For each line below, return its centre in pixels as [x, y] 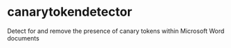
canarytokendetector [70, 12]
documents [23, 38]
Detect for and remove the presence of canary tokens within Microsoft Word [116, 31]
